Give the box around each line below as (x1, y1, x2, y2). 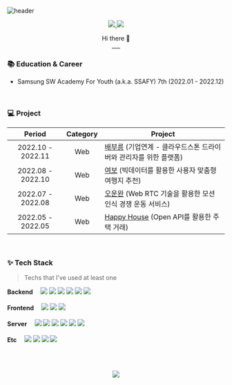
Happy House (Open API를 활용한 (104, 212, 212, 221)
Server (7, 319, 28, 328)
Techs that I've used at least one (23, 273, 117, 281)
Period (23, 129, 46, 138)
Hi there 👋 (101, 35, 130, 42)
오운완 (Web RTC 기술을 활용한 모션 (104, 189, 215, 198)
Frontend (7, 303, 35, 312)
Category (66, 129, 98, 138)
